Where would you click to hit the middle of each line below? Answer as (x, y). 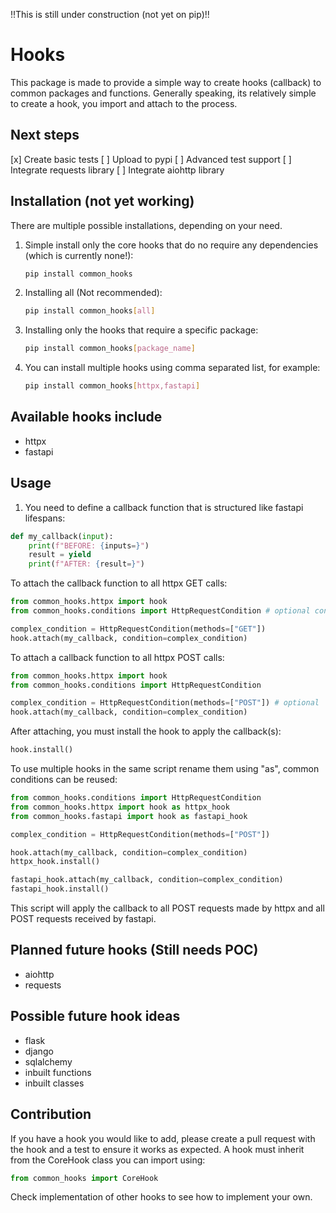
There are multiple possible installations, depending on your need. (146, 225)
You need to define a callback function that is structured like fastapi (164, 507)
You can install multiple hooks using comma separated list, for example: (172, 368)
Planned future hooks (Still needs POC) (134, 950)
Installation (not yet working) (102, 201)
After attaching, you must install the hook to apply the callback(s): (146, 731)
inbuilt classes (54, 1083)
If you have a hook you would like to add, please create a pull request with (163, 1138)
